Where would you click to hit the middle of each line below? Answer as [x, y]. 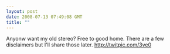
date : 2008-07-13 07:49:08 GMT [44, 17]
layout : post [22, 11]
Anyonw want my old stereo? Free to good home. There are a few [85, 39]
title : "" [18, 22]
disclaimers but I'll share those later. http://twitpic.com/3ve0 [79, 45]
